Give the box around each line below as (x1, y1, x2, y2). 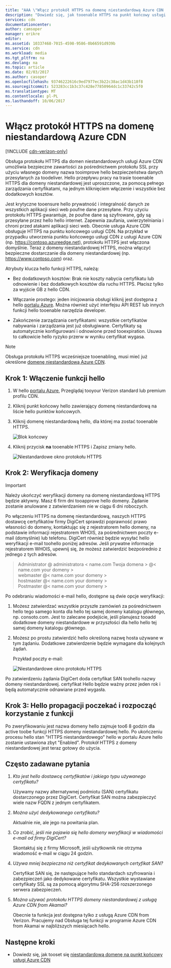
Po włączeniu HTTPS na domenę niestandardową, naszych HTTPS (5, 513, 146, 519)
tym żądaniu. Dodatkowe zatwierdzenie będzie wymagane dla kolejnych (12, 640, 165, 646)
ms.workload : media (5, 50, 47, 55)
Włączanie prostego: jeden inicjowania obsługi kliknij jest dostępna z (12, 296, 158, 303)
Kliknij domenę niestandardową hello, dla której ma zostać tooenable (12, 418, 158, 424)
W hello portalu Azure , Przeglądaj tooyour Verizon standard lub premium (12, 387, 166, 394)
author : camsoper (5, 27, 42, 32)
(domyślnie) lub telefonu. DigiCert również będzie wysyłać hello (15, 535, 149, 541)
